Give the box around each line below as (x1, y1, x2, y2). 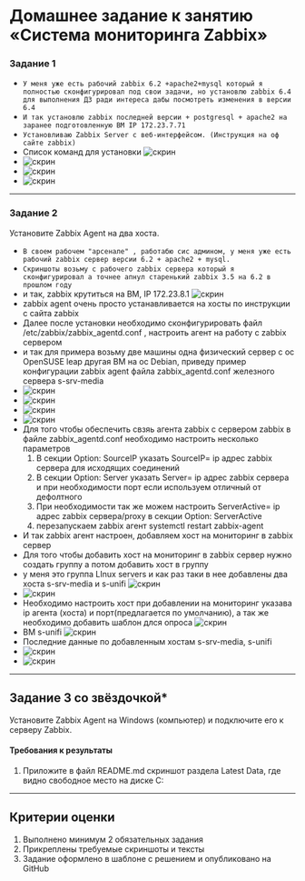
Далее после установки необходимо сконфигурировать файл (22, 317, 263, 328)
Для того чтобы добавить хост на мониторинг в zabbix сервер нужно (22, 549, 292, 560)
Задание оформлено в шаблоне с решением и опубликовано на (22, 853, 272, 864)
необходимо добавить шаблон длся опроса (22, 616, 193, 627)
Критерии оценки (9, 810, 115, 826)
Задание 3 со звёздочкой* (9, 690, 168, 706)
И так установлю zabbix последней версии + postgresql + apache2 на (22, 113, 288, 123)
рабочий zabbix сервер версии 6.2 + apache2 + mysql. (22, 255, 231, 264)
